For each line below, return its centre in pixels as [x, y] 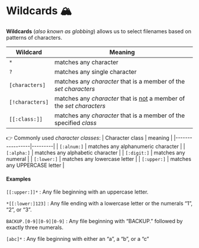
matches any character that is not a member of [120, 98]
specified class [75, 123]
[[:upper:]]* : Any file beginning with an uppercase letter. [77, 192]
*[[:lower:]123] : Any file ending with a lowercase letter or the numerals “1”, [99, 204]
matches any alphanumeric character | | [137, 146]
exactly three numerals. [35, 227]
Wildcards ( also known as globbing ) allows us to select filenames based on [99, 31]
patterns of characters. [34, 37]
